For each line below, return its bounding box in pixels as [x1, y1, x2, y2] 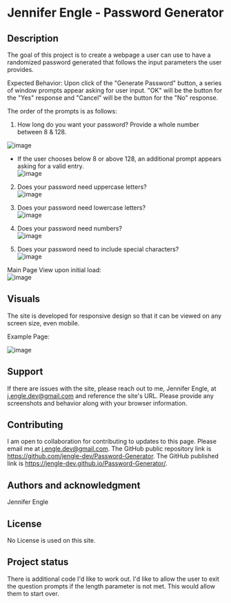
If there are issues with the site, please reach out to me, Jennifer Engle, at [7, 384, 217, 393]
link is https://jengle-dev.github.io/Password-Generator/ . [7, 459, 168, 468]
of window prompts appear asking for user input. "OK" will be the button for [7, 87, 223, 94]
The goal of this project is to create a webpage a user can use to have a [7, 51, 212, 59]
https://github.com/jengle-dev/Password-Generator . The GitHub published [7, 452, 219, 460]
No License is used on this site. [7, 537, 96, 545]
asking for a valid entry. [17, 162, 84, 170]
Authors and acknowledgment [7, 479, 141, 491]
